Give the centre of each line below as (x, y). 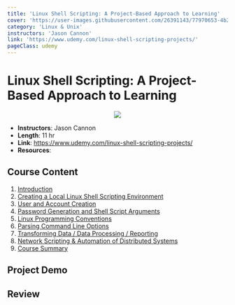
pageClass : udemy (33, 46)
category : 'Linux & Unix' (45, 27)
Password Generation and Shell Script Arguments (89, 211)
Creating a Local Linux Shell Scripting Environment (90, 196)
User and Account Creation (57, 204)
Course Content (43, 172)
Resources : (34, 150)
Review (24, 294)
